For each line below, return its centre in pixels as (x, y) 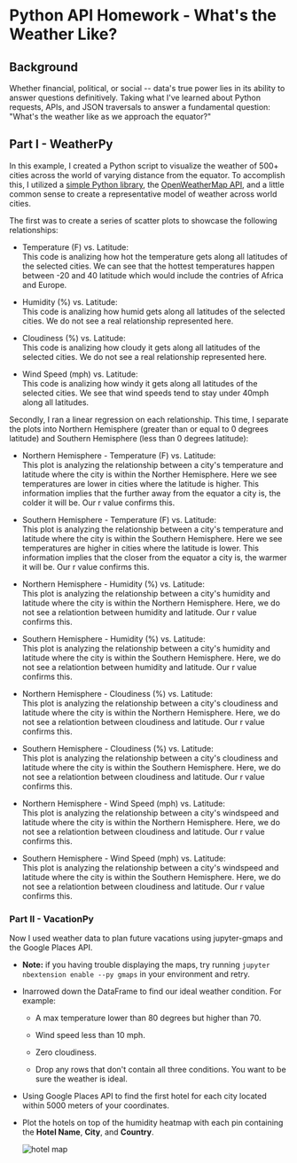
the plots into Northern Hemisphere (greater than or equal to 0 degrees (139, 429)
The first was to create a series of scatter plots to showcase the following (143, 220)
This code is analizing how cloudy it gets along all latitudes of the (141, 347)
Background (43, 67)
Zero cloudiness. (66, 1052)
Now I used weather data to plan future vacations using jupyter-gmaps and (146, 938)
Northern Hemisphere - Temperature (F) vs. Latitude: (119, 455)
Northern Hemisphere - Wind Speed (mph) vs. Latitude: (124, 803)
